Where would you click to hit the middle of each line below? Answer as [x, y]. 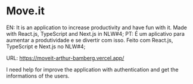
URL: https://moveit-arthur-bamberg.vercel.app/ [65, 58]
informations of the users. [38, 76]
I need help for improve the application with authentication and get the [92, 69]
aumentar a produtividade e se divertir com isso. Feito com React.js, [90, 40]
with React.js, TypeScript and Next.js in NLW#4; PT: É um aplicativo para [95, 33]
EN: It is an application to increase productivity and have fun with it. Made [97, 27]
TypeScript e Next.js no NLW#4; [46, 46]
